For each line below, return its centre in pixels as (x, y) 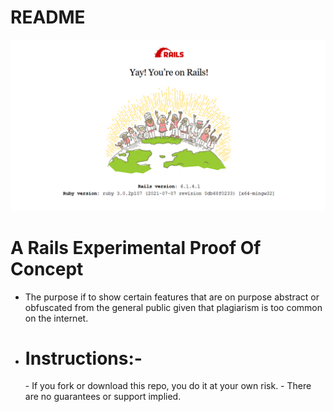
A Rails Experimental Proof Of (136, 247)
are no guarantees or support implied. (103, 397)
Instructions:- (83, 358)
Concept (47, 268)
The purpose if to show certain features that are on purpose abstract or (172, 297)
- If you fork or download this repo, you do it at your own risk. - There (168, 386)
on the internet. (56, 318)
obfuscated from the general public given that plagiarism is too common (173, 307)
